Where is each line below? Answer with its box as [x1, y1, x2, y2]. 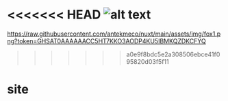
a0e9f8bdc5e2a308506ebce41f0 [126, 50, 220, 58]
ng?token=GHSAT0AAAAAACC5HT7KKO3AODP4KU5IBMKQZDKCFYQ [7, 36, 207, 45]
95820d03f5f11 [126, 57, 169, 65]
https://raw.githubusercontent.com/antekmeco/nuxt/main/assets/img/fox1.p [7, 30, 221, 38]
